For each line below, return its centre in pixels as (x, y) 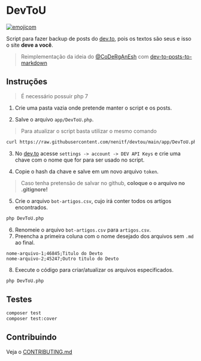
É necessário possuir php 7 (54, 96)
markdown (34, 63)
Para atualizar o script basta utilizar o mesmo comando (89, 131)
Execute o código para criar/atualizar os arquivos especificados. (94, 269)
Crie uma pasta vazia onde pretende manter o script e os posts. (93, 108)
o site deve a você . (30, 45)
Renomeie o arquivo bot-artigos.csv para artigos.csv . (83, 230)
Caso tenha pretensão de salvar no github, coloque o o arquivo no (103, 183)
